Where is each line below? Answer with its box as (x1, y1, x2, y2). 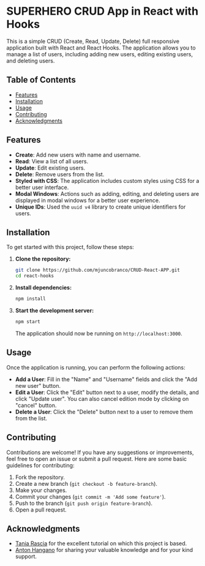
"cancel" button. (15, 401, 57, 409)
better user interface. (15, 184, 69, 191)
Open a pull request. (15, 506, 67, 513)
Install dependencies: (15, 284, 72, 291)
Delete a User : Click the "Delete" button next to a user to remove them (15, 408, 193, 415)
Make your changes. (15, 486, 67, 494)
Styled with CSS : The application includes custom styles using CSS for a (15, 177, 199, 184)
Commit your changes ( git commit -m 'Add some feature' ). (15, 493, 166, 500)
